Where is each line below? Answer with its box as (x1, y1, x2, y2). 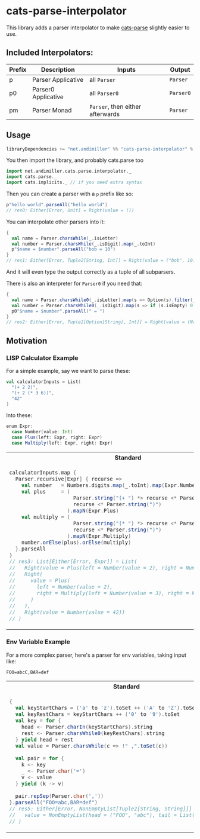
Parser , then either (89, 102, 142, 111)
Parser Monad (32, 106, 72, 114)
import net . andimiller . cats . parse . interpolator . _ (6, 169, 132, 174)
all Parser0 (89, 88, 119, 97)
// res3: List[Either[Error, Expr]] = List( (9, 558, 137, 565)
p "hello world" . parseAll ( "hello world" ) (6, 202, 108, 208)
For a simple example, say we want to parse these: (6, 368, 130, 374)
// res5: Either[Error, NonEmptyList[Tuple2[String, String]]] (9, 805, 192, 812)
